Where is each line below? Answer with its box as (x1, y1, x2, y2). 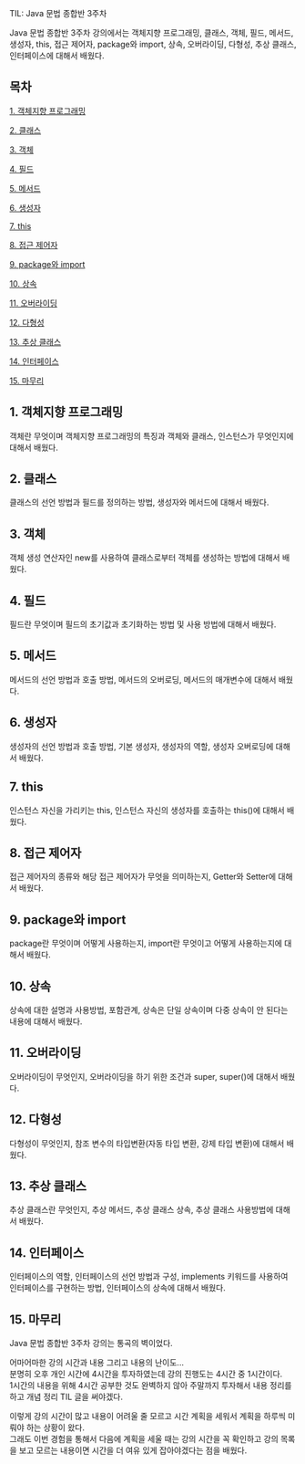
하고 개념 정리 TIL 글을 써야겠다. (9, 1391, 123, 1402)
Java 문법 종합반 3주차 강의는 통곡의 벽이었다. (9, 1338, 173, 1348)
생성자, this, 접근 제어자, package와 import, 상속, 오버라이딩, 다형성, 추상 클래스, (9, 39, 297, 49)
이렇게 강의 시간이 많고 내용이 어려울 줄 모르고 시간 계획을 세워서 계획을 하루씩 (9, 1411, 287, 1421)
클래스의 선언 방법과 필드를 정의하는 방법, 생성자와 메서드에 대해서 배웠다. (9, 497, 269, 508)
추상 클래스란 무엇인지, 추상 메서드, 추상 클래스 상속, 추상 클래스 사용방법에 (9, 1204, 274, 1216)
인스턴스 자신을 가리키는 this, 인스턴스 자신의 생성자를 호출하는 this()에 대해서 (9, 804, 285, 815)
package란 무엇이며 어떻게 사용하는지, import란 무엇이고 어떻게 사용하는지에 (9, 938, 282, 949)
